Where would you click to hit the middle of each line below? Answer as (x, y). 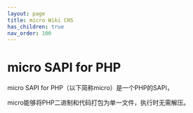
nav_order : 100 (29, 33)
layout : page (26, 14)
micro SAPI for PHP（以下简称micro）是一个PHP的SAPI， (90, 88)
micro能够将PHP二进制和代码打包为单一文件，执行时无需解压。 (99, 103)
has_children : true (36, 27)
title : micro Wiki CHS (40, 20)
